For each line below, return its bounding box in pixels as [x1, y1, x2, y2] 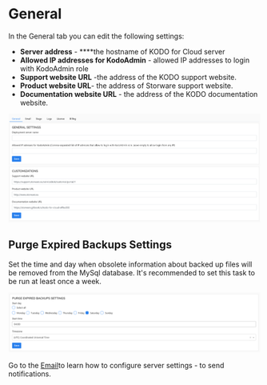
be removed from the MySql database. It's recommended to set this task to [8, 267, 256, 277]
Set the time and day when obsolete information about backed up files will [8, 259, 253, 269]
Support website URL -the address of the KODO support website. [19, 72, 237, 82]
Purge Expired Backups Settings [8, 238, 172, 252]
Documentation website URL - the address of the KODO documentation [19, 89, 258, 98]
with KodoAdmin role [19, 63, 90, 73]
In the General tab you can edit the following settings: [8, 31, 185, 41]
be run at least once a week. [8, 276, 102, 286]
